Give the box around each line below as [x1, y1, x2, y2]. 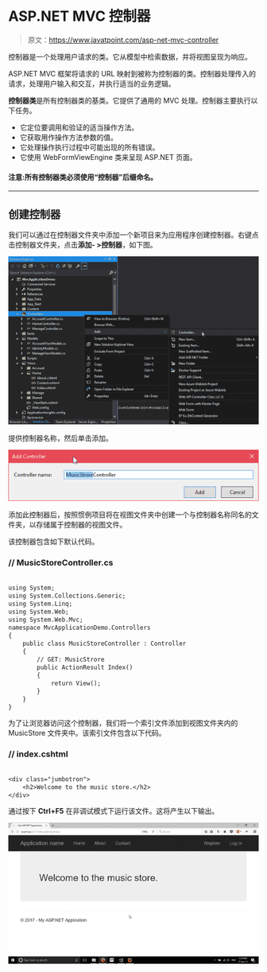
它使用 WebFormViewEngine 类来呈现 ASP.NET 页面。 [19, 152, 197, 161]
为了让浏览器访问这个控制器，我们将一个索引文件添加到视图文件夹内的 [8, 718, 238, 728]
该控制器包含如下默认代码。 [8, 536, 99, 546]
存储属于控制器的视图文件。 [35, 519, 127, 529]
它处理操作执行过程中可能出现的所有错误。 [19, 142, 160, 152]
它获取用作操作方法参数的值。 [19, 132, 118, 142]
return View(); [50, 679, 102, 688]
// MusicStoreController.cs [8, 557, 114, 568]
